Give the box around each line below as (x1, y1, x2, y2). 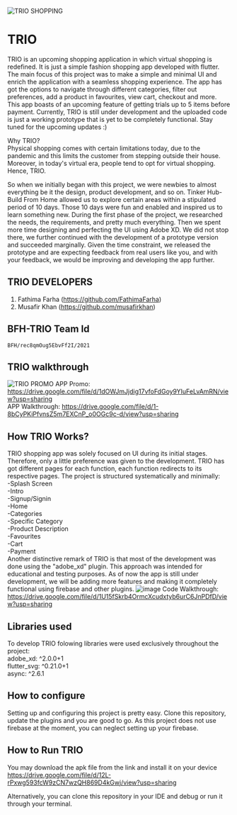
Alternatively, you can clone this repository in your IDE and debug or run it (7, 792, 223, 800)
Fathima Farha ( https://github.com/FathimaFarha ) (17, 295, 161, 303)
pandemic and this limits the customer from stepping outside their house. (7, 151, 221, 159)
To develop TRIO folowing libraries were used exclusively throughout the (7, 639, 219, 648)
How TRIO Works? (7, 430, 90, 442)
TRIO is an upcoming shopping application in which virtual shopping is (7, 55, 212, 63)
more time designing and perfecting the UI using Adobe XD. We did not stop (7, 225, 229, 234)
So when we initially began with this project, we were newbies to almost (7, 180, 217, 189)
